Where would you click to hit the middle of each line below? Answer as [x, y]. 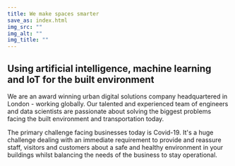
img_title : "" [28, 40]
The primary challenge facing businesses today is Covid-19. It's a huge [110, 132]
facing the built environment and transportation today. [86, 119]
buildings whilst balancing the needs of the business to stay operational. [112, 155]
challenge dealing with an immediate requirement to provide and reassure [114, 140]
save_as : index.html [38, 20]
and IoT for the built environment [81, 79]
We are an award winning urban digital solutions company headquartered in [117, 96]
